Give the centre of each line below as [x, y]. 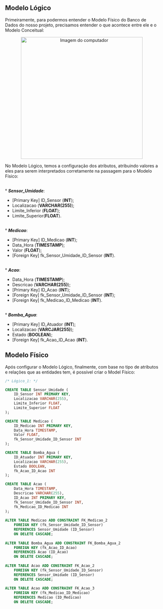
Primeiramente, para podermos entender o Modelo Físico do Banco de [76, 20]
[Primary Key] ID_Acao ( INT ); [41, 290]
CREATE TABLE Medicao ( [29, 421]
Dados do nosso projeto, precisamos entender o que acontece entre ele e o [81, 25]
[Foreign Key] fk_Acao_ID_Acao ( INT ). [50, 340]
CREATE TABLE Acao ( [26, 484]
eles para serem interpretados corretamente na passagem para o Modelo [79, 171]
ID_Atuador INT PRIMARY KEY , [43, 457]
